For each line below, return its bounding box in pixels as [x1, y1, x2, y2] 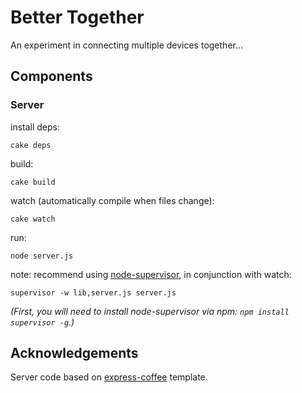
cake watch [10, 214, 56, 224]
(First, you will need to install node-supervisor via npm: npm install [10, 305, 290, 317]
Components [10, 68, 93, 85]
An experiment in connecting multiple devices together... [10, 39, 244, 51]
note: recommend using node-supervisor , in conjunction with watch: [10, 268, 292, 280]
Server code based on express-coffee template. [10, 371, 208, 383]
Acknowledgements [10, 345, 139, 362]
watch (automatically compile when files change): [10, 194, 215, 206]
